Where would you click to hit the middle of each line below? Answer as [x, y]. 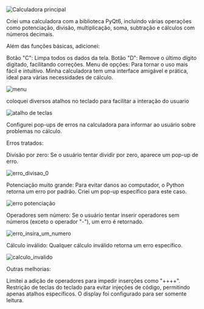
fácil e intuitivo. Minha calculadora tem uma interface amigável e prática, [97, 71]
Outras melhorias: [29, 269]
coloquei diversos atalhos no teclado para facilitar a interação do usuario [98, 101]
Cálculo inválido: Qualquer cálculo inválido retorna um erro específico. [94, 245]
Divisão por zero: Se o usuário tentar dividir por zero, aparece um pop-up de [102, 155]
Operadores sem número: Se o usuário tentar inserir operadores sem [93, 215]
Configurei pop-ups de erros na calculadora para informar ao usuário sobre [101, 125]
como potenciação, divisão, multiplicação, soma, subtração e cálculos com [100, 28]
